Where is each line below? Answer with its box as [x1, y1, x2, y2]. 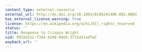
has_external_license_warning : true [5, 16, 81, 21]
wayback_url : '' [5, 40, 39, 45]
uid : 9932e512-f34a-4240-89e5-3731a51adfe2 [5, 35, 97, 40]
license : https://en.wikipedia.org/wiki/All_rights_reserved [5, 21, 135, 26]
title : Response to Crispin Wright [5, 30, 79, 35]
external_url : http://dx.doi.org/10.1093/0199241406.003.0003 [5, 12, 137, 17]
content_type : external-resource [5, 7, 75, 12]
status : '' [5, 26, 28, 31]
